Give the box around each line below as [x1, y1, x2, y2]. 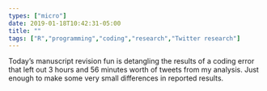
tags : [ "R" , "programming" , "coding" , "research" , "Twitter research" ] [8, 34, 241, 43]
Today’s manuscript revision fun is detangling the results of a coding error [8, 56, 255, 66]
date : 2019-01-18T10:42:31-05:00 [8, 19, 121, 27]
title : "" [8, 27, 42, 35]
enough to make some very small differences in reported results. [8, 73, 224, 83]
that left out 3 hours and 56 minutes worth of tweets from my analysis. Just [8, 65, 259, 75]
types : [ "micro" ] [8, 11, 67, 20]
